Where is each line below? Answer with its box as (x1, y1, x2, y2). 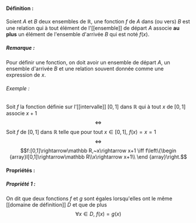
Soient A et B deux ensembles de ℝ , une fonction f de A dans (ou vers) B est (6, 18, 190, 25)
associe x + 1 (6, 110, 37, 117)
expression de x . (6, 71, 46, 78)
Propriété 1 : (6, 180, 36, 187)
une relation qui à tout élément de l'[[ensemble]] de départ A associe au (6, 25, 180, 32)
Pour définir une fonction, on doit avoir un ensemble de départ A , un (6, 59, 171, 66)
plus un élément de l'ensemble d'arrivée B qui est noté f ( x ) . (6, 31, 150, 38)
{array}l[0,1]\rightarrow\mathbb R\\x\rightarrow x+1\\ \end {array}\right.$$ (9, 153, 187, 160)
